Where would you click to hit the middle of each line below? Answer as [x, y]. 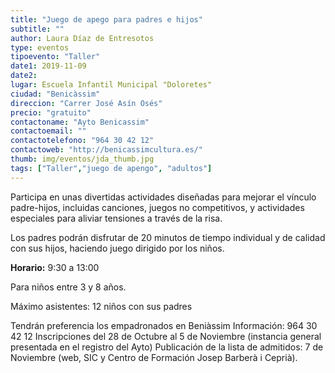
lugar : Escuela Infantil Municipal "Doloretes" [111, 85]
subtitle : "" [37, 29]
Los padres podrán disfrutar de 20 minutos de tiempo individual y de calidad [168, 237]
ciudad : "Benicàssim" [55, 94]
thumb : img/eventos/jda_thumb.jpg [82, 159]
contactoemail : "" [48, 131]
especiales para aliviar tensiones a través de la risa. [116, 218]
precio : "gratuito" [51, 112]
